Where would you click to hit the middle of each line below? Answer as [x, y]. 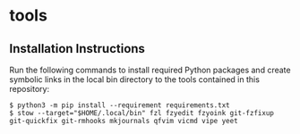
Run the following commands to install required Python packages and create [150, 70]
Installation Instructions [77, 49]
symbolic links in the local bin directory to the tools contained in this [134, 80]
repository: [30, 89]
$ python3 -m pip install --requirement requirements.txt [120, 105]
